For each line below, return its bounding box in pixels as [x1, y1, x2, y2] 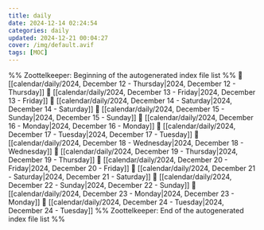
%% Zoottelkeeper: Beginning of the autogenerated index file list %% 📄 [8, 71, 243, 80]
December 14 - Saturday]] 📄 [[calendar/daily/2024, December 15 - [8, 104, 225, 114]
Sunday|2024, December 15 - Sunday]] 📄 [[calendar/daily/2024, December [8, 113, 254, 122]
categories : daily [8, 26, 69, 34]
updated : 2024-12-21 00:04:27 [8, 33, 109, 42]
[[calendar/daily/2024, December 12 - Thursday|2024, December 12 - [8, 79, 236, 88]
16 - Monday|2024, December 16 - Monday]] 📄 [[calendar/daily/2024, [8, 121, 236, 131]
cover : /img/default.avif [8, 41, 94, 49]
